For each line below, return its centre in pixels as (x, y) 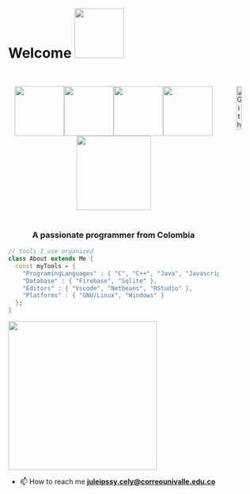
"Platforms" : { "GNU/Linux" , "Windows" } (93, 296)
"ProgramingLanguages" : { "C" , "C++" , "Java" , (102, 274)
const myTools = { (46, 266)
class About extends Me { (51, 259)
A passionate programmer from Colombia (114, 235)
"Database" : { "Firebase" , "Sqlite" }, (90, 281)
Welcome (40, 54)
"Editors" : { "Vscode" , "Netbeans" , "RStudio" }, (108, 288)
